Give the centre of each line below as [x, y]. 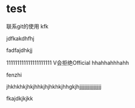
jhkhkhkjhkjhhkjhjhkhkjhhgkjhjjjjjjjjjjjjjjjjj [54, 86]
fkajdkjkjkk [20, 98]
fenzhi [14, 75]
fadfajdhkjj [19, 50]
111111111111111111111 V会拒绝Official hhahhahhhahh [67, 62]
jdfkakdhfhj [20, 38]
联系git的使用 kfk [28, 26]
